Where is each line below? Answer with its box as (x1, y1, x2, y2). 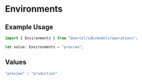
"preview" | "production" (5, 71, 57, 76)
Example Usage (5, 23, 53, 31)
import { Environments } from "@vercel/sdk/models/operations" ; (5, 36, 138, 40)
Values (5, 58, 27, 66)
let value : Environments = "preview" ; (5, 44, 84, 49)
